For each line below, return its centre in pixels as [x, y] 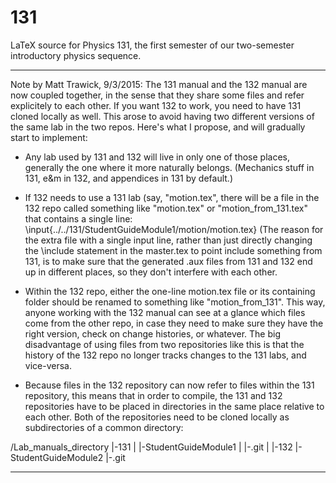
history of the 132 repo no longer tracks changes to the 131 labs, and [165, 355]
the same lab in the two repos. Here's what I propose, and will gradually [158, 127]
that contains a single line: [78, 218]
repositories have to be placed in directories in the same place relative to [174, 406]
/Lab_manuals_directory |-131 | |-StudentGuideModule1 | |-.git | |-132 [151, 447]
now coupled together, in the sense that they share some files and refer [157, 95]
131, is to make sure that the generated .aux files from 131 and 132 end [168, 261]
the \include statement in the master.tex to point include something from [173, 250]
